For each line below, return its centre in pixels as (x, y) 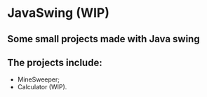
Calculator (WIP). (42, 87)
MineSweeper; (39, 79)
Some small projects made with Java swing (103, 39)
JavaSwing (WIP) (59, 13)
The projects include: (55, 62)
